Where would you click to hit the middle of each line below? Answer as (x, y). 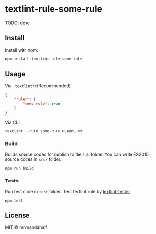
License (17, 215)
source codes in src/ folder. (33, 159)
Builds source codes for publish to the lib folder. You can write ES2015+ (78, 154)
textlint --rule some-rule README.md (44, 131)
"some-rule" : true (41, 104)
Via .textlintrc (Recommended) (38, 86)
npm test (14, 200)
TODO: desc (18, 23)
